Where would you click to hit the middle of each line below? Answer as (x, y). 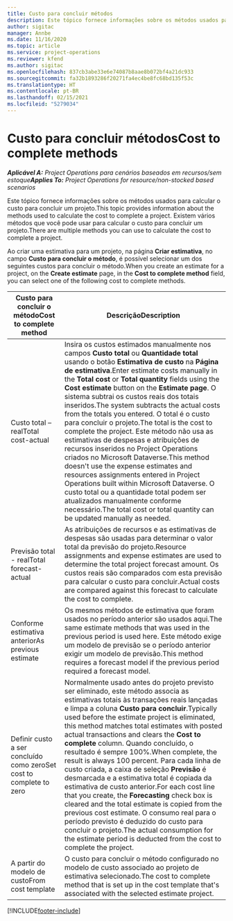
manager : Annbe (29, 33)
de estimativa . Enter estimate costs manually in (141, 370)
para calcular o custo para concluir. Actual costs (142, 581)
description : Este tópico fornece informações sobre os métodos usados (113, 20)
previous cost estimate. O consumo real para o (140, 813)
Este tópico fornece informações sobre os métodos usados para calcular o (114, 201)
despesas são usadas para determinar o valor (139, 538)
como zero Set (34, 765)
